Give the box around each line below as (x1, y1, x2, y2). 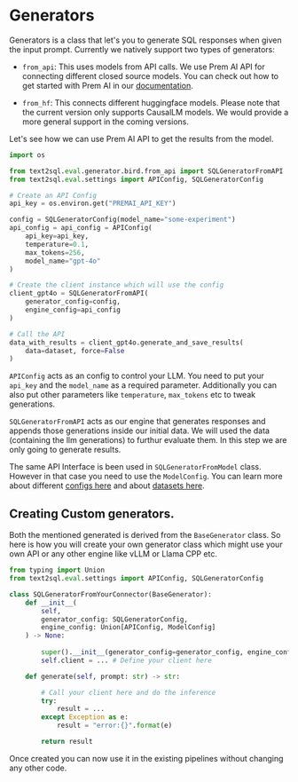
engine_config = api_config (25, 305, 122, 315)
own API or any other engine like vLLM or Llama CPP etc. (9, 549, 217, 559)
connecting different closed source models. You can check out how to (21, 70, 279, 81)
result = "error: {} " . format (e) (56, 721, 173, 731)
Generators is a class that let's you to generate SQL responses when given (9, 35, 282, 45)
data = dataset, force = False (25, 346, 125, 355)
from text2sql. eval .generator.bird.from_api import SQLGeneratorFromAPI (9, 166, 284, 176)
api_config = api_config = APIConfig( (9, 224, 153, 233)
